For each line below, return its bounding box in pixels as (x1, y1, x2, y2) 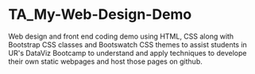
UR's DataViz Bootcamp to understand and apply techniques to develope (8, 48, 247, 57)
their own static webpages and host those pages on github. (8, 57, 203, 66)
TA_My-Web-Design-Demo (8, 6, 192, 24)
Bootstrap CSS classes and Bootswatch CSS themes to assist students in (8, 39, 248, 49)
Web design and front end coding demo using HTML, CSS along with (8, 31, 234, 41)
